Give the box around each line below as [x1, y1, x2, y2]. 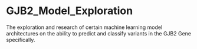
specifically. [6, 36, 35, 43]
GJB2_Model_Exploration [6, 4, 133, 18]
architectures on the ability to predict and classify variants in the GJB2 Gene [6, 30, 192, 37]
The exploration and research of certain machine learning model [6, 24, 163, 31]
